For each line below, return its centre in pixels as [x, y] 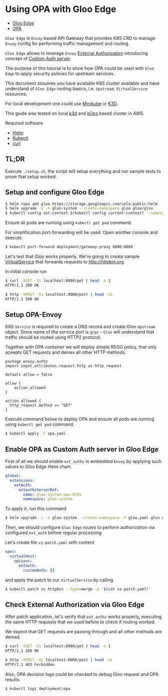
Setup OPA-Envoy [33, 314]
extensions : [22, 480]
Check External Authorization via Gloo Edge [75, 605]
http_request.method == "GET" [41, 405]
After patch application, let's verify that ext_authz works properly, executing [83, 617]
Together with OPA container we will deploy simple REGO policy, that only [81, 347]
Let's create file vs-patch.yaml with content [50, 543]
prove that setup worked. [31, 176]
